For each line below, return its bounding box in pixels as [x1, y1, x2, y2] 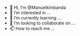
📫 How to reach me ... [9, 26, 55, 31]
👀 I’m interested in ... [9, 10, 51, 16]
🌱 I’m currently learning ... [9, 15, 62, 20]
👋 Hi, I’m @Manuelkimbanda [9, 5, 66, 10]
